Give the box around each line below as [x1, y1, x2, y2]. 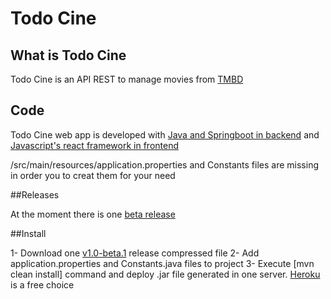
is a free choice [10, 278, 75, 291]
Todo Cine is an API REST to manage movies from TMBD [10, 73, 244, 85]
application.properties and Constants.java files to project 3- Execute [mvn [10, 257, 315, 269]
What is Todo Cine [10, 47, 127, 64]
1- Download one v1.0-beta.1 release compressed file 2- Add [10, 247, 260, 259]
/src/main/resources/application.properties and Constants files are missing [10, 158, 319, 171]
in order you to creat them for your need [10, 169, 176, 181]
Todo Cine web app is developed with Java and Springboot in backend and [10, 128, 320, 141]
